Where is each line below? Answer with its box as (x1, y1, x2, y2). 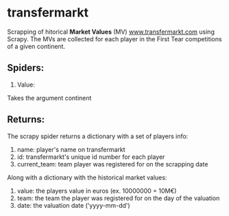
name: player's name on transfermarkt (16, 145, 125, 153)
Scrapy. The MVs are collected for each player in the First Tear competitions (7, 34, 222, 43)
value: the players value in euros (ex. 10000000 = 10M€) (16, 186, 177, 195)
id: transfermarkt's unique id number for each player (16, 153, 165, 161)
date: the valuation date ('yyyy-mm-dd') (16, 201, 130, 209)
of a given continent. (7, 42, 66, 50)
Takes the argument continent (7, 94, 92, 102)
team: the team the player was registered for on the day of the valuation (16, 194, 220, 202)
